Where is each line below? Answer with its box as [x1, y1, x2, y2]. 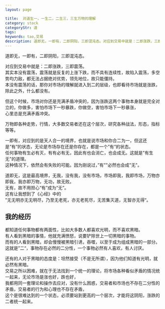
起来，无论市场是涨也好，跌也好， [9, 274, 79, 280]
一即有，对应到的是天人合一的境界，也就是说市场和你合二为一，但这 [5, 137, 143, 143]
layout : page [5, 7, 32, 12]
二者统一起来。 [5, 298, 35, 304]
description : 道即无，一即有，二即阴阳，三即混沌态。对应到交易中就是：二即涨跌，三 [5, 39, 158, 44]
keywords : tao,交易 [5, 34, 44, 39]
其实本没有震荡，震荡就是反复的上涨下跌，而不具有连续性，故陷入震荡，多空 [5, 69, 160, 75]
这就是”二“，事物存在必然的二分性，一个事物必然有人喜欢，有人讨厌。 [5, 245, 147, 251]
